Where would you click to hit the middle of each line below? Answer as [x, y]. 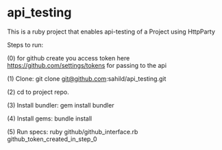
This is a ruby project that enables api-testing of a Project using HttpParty [111, 32]
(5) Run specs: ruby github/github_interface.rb [73, 132]
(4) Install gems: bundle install [50, 118]
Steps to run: [25, 45]
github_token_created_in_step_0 [52, 139]
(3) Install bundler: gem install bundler [61, 105]
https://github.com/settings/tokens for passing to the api [87, 65]
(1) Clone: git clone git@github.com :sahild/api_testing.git [87, 78]
